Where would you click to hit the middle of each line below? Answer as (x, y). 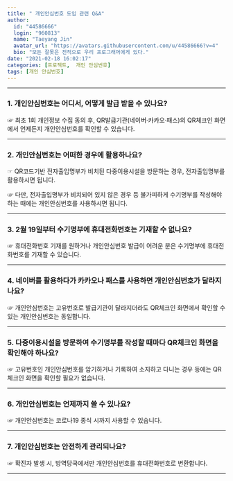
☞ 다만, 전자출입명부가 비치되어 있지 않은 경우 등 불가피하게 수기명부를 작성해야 (115, 195)
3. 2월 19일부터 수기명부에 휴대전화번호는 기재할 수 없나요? (100, 229)
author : (18, 20)
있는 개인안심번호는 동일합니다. (49, 316)
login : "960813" (37, 33)
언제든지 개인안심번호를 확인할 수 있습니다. (77, 128)
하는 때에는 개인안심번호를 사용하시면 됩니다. (68, 203)
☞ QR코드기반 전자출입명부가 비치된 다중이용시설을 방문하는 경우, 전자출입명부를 (116, 171)
